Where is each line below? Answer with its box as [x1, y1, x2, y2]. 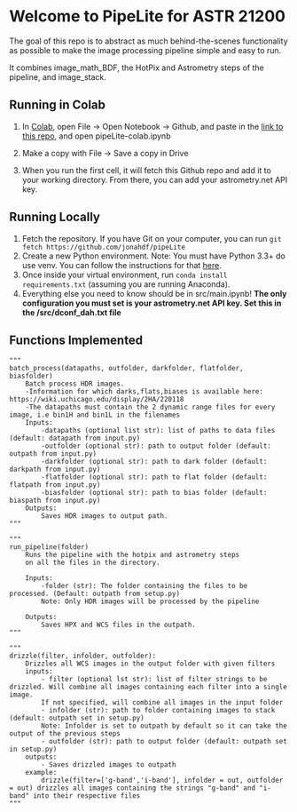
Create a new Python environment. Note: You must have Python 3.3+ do [21, 251, 285, 261]
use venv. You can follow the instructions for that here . [21, 259, 222, 270]
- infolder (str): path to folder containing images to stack [41, 706, 276, 715]
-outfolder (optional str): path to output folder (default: [41, 442, 272, 450]
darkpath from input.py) [9, 465, 101, 474]
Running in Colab [9, 98, 106, 113]
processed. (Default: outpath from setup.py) [9, 589, 180, 599]
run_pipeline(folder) [9, 543, 90, 552]
